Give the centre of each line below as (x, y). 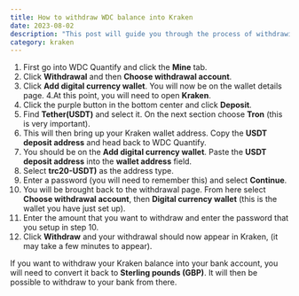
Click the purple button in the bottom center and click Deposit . (137, 105)
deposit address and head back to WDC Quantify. (114, 143)
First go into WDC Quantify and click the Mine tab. (115, 67)
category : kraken (42, 42)
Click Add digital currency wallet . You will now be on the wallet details (152, 86)
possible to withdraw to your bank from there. (94, 282)
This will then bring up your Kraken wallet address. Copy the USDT (145, 133)
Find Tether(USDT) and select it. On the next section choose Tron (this (153, 114)
